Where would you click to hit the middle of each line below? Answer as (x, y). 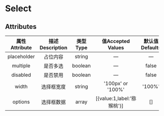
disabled (21, 75)
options (21, 102)
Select (18, 9)
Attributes (21, 27)
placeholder (21, 57)
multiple (21, 66)
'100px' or (116, 83)
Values (116, 48)
